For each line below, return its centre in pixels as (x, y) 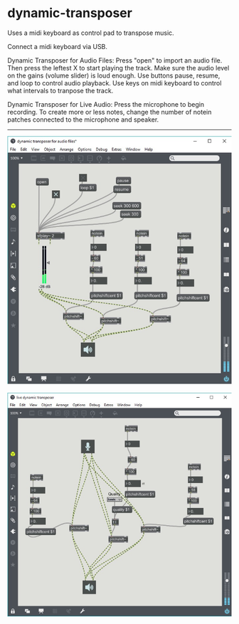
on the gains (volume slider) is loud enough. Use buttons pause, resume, (114, 75)
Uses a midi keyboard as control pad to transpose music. (91, 33)
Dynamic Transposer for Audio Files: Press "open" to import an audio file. (115, 60)
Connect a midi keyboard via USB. (58, 46)
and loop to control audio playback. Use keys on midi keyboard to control (115, 83)
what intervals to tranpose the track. (60, 90)
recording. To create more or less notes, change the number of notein (110, 112)
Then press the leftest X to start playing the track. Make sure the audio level (118, 68)
